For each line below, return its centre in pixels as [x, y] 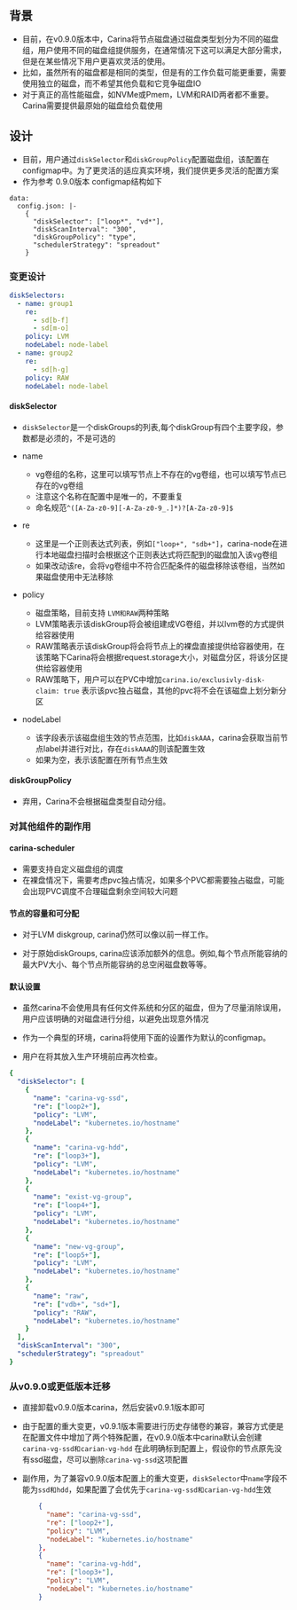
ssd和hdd [53, 1490]
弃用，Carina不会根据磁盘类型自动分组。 [96, 801]
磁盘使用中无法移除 [78, 577]
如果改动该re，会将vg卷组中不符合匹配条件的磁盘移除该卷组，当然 [156, 565]
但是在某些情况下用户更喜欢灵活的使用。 [96, 61]
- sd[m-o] [51, 328]
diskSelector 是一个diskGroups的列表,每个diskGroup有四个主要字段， [149, 427]
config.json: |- [47, 206]
